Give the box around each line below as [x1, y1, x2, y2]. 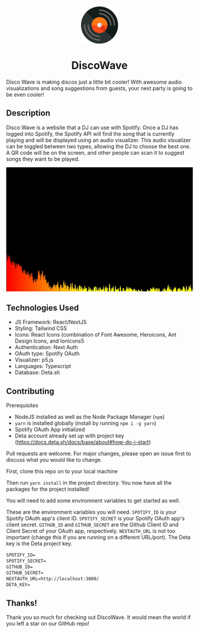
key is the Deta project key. [6, 540, 73, 547]
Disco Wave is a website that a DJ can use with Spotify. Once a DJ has [6, 124, 179, 131]
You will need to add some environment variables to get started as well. [6, 497, 181, 504]
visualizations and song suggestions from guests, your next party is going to [6, 84, 193, 92]
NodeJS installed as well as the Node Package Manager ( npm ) [14, 413, 165, 421]
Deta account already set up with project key [14, 432, 124, 439]
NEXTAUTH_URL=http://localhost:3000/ [6, 576, 99, 582]
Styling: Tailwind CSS [14, 325, 67, 332]
